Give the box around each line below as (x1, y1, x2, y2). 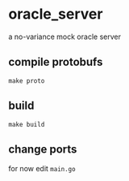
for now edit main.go (8, 164, 76, 174)
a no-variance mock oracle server (8, 32, 121, 41)
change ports (8, 142, 77, 156)
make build (8, 120, 45, 128)
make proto (8, 76, 45, 85)
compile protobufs (8, 55, 103, 69)
